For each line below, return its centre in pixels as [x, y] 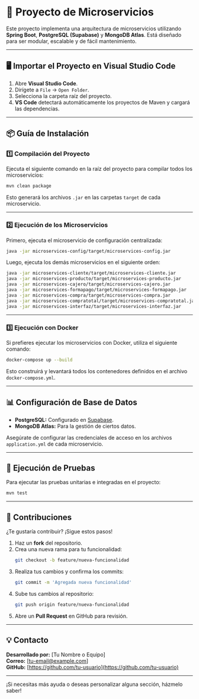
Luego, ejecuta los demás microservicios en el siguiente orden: [83, 262]
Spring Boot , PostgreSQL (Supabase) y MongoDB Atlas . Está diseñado [94, 34]
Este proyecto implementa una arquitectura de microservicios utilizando [94, 28]
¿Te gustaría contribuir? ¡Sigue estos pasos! [60, 532]
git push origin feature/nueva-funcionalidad [72, 605]
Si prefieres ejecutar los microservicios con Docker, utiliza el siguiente [92, 342]
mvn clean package [29, 186]
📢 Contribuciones [39, 517]
